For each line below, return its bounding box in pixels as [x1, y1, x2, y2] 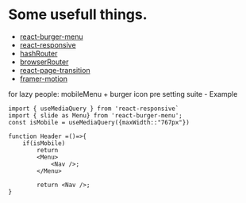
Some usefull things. [8, 6, 148, 24]
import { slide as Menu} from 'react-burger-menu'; [8, 111, 183, 120]
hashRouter [19, 48, 58, 58]
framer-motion [19, 74, 67, 83]
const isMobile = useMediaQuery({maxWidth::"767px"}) [8, 118, 190, 126]
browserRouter [19, 57, 69, 67]
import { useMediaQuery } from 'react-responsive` [8, 105, 179, 113]
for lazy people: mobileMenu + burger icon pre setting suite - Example [8, 89, 238, 98]
